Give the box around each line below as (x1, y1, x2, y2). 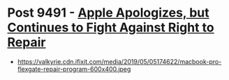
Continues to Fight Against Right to (7, 19, 214, 35)
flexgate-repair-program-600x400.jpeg (17, 65, 131, 73)
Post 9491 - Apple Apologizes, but (7, 5, 209, 21)
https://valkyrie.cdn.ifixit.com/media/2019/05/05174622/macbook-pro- (17, 57, 222, 65)
